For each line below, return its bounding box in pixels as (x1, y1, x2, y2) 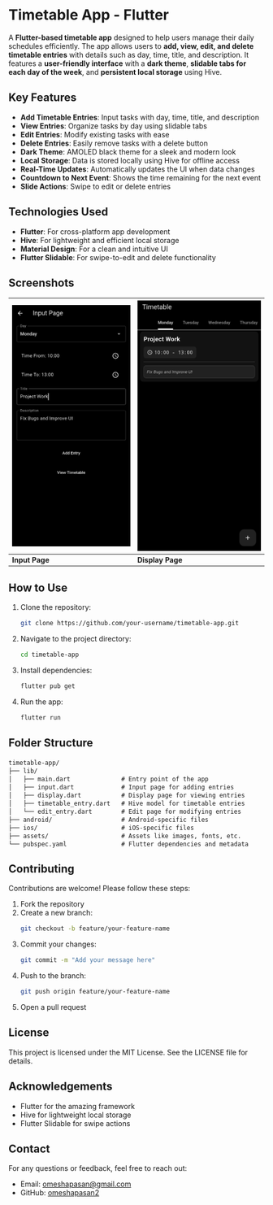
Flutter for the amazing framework (19, 1101, 136, 1111)
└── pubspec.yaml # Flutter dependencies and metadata (8, 840, 249, 848)
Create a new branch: (19, 908, 93, 918)
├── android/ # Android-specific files (8, 816, 209, 824)
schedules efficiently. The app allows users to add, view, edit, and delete (8, 41, 254, 50)
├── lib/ (8, 767, 38, 775)
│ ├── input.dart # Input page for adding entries (8, 783, 234, 791)
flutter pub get (19, 682, 76, 690)
